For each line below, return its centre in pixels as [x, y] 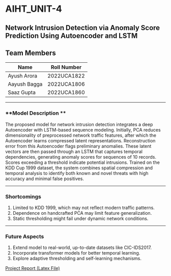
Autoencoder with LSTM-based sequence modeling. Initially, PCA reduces [83, 130]
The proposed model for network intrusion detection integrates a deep [79, 124]
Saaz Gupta [22, 92]
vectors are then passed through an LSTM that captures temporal [74, 152]
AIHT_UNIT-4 [34, 9]
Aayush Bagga [25, 84]
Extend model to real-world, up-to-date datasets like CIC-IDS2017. [82, 247]
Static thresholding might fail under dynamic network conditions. [80, 218]
